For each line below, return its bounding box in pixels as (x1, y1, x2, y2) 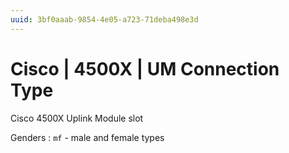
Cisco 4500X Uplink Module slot (10, 112, 144, 124)
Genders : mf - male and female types (10, 131, 165, 143)
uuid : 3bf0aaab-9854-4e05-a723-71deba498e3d (10, 14, 199, 25)
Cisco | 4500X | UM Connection (10, 57, 280, 80)
